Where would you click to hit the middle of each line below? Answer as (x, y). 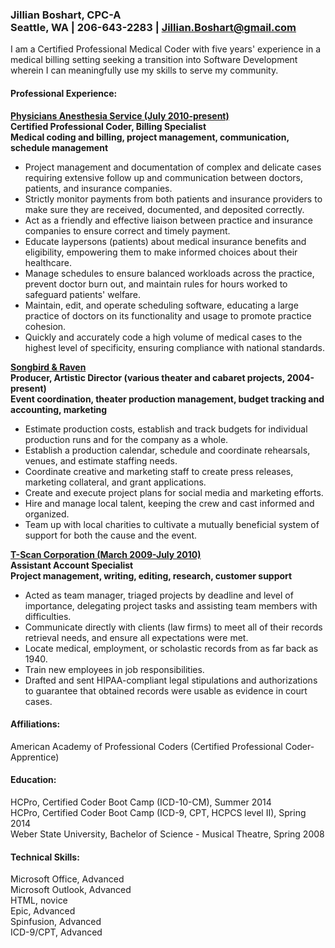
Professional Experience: (64, 93)
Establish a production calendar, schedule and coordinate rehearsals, (167, 450)
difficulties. (48, 616)
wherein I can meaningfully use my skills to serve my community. (144, 70)
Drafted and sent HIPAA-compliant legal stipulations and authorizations (171, 680)
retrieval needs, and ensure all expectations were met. (136, 637)
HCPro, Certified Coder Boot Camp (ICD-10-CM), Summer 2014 (141, 802)
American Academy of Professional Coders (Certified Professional (146, 746)
